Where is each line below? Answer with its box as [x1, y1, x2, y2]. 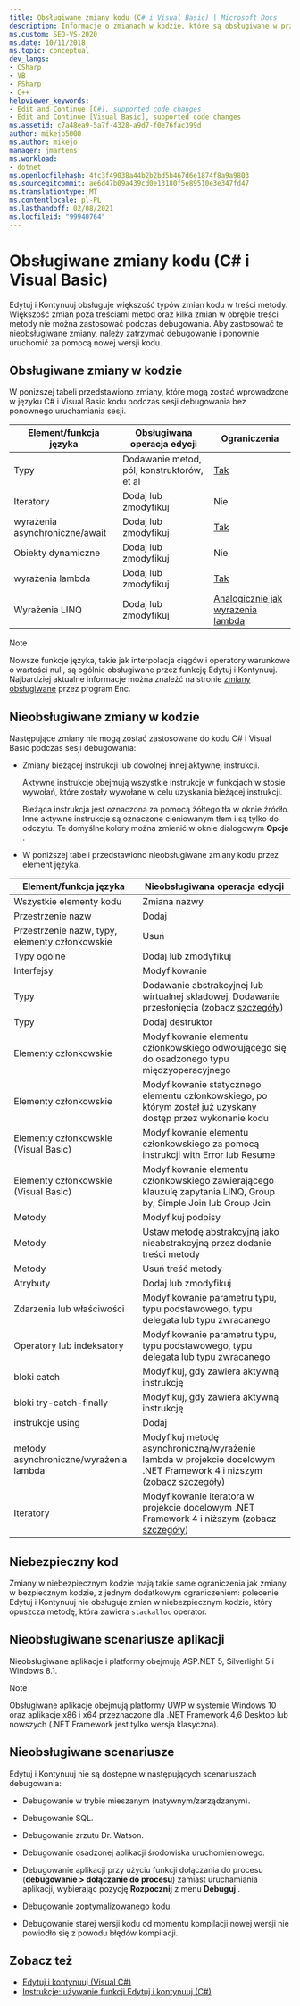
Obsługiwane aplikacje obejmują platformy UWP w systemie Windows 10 [9, 1700, 277, 1711]
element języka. [21, 859, 81, 870]
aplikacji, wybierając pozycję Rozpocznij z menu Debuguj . [21, 1883, 241, 1894]
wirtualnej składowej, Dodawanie [142, 990, 280, 1003]
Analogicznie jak [213, 593, 283, 605]
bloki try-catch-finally [13, 1396, 109, 1409]
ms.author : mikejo [9, 137, 78, 146]
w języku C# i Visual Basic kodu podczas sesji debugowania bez [9, 396, 247, 407]
